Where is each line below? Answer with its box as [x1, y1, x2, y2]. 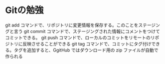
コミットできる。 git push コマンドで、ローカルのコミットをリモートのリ [5, 34, 156, 40]
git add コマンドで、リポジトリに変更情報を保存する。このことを [5, 22, 139, 28]
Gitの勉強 [5, 4, 44, 16]
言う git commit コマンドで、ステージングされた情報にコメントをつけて [13, 28, 161, 34]
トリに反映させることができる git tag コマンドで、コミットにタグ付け [9, 40, 152, 46]
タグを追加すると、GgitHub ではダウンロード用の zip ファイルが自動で [13, 47, 159, 53]
